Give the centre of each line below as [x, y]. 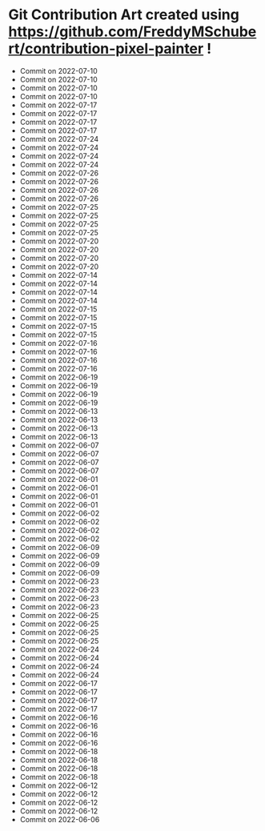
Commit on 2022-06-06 [60, 819]
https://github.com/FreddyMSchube [132, 32]
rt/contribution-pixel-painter [106, 49]
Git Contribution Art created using [124, 15]
